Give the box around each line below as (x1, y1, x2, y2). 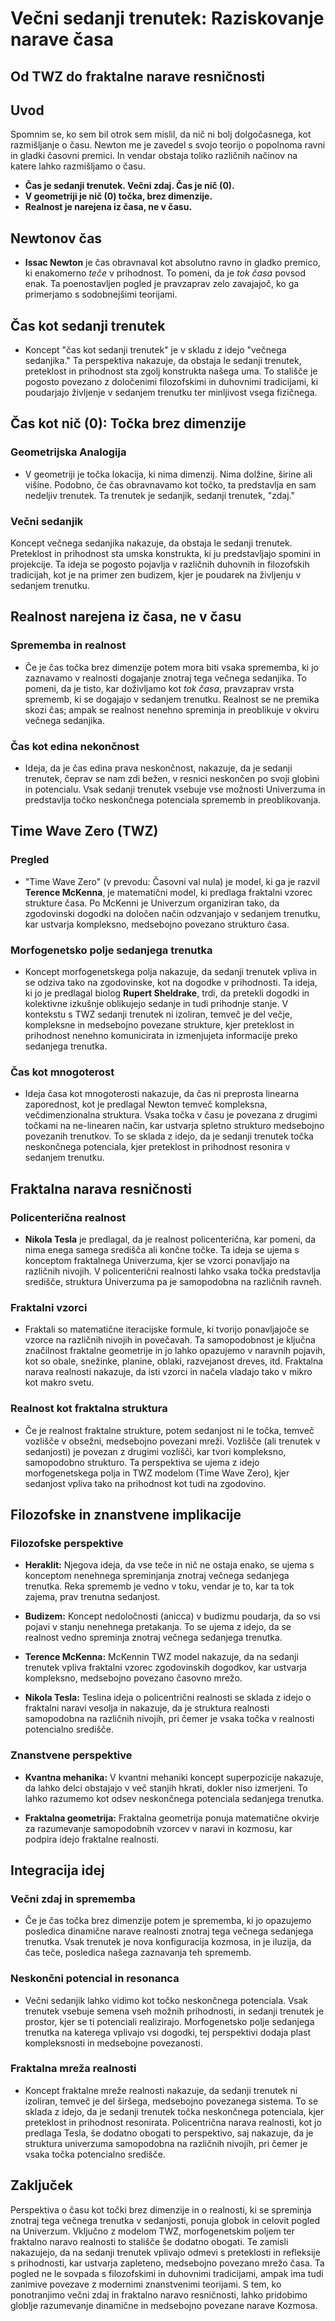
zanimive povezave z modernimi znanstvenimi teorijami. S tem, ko (10, 2278, 282, 2290)
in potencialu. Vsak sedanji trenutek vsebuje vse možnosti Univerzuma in (24, 783, 326, 795)
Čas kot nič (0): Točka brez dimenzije (10, 415, 247, 432)
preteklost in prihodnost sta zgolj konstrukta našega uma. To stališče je (24, 365, 318, 377)
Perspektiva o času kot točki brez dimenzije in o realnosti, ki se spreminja (10, 2203, 312, 2216)
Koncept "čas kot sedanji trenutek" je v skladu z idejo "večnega (24, 344, 287, 356)
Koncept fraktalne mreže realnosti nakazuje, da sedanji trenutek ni (24, 2084, 298, 2096)
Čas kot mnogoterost (10, 1065, 115, 1079)
